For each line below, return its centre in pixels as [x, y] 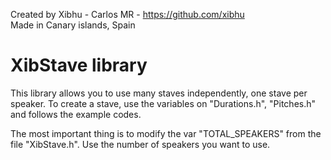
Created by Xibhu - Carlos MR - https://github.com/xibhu [127, 14]
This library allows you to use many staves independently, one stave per [159, 93]
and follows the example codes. [76, 114]
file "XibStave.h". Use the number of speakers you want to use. [140, 144]
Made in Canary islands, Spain [73, 25]
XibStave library [79, 65]
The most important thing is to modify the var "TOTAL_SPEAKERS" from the [166, 133]
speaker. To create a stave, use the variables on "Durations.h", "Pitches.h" [163, 103]
